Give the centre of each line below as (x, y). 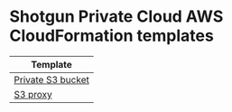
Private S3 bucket (52, 79)
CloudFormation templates (111, 36)
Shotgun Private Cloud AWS (116, 17)
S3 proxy (33, 94)
